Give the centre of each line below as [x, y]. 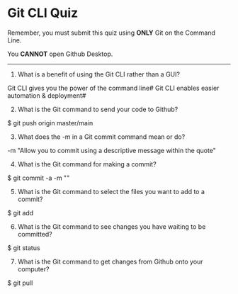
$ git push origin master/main [50, 123]
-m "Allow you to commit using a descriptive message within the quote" [112, 150]
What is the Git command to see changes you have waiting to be [112, 226]
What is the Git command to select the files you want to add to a [111, 191]
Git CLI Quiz [43, 13]
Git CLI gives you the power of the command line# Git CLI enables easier [113, 88]
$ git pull [20, 283]
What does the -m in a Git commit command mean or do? [101, 137]
